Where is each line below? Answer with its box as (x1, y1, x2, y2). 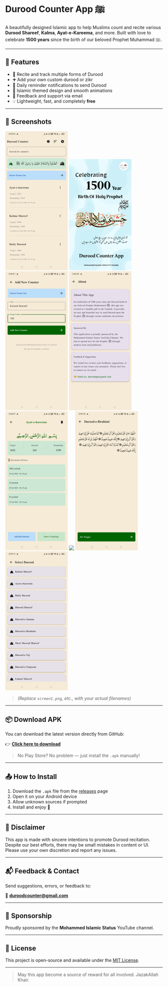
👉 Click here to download (5, 741, 61, 747)
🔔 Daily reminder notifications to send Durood (12, 82, 106, 88)
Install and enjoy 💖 (12, 804, 51, 810)
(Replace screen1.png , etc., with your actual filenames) (17, 695, 131, 701)
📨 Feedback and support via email (12, 92, 83, 98)
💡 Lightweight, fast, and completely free (12, 98, 96, 104)
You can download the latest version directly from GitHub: (5, 731, 124, 737)
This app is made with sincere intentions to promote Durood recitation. (5, 836, 150, 842)
